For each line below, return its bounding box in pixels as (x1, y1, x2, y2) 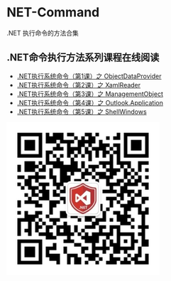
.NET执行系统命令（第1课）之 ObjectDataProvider (16, 72, 162, 80)
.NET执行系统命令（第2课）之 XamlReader (16, 80, 141, 89)
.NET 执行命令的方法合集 (6, 28, 79, 37)
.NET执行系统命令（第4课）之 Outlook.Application (16, 98, 164, 107)
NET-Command (6, 4, 100, 21)
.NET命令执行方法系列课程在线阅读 (6, 51, 160, 64)
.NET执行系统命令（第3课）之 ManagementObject (16, 90, 164, 98)
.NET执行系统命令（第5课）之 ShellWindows (16, 107, 147, 116)
